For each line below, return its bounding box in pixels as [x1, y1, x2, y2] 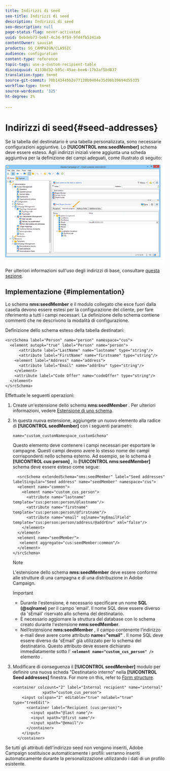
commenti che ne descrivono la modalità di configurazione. [5, 317, 129, 323]
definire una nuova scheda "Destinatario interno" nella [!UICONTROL [12, 669, 157, 675]
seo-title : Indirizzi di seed [5, 13, 70, 19]
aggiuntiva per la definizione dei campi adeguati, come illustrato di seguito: [5, 155, 162, 161]
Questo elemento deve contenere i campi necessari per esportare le [12, 442, 155, 448]
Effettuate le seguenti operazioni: [5, 392, 75, 398]
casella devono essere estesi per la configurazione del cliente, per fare [5, 306, 154, 313]
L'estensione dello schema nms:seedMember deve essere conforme [12, 569, 157, 575]
